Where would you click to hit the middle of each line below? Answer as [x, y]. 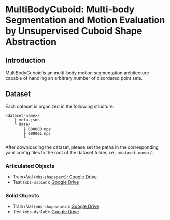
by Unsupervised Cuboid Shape [74, 31]
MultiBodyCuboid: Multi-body [70, 9]
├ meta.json [27, 120]
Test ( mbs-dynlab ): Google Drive [46, 212]
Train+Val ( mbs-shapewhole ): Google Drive [56, 206]
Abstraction [31, 42]
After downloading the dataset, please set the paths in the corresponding [82, 147]
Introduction [25, 60]
